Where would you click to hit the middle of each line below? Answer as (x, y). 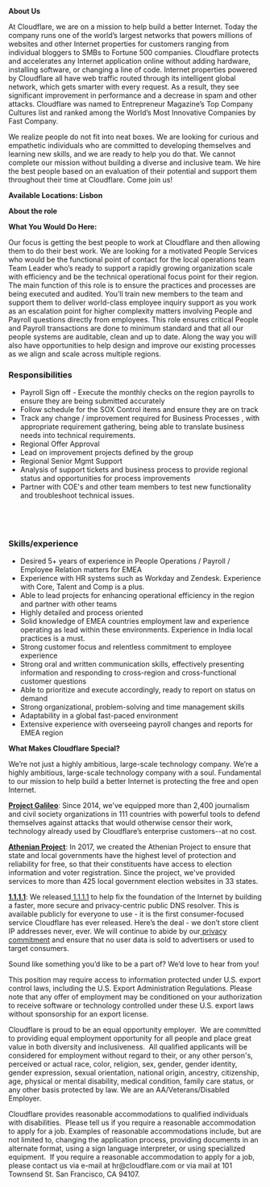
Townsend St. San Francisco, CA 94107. (74, 1174)
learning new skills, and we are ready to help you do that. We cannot (122, 154)
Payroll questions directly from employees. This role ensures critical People (133, 320)
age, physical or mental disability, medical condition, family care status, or (131, 1081)
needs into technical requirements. (77, 436)
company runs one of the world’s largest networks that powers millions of (131, 35)
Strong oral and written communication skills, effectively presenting (132, 664)
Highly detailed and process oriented (81, 612)
